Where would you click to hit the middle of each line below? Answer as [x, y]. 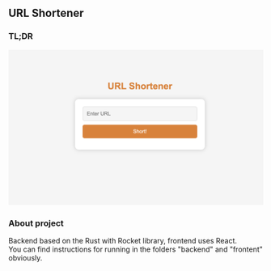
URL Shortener [46, 13]
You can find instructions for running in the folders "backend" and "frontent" [135, 249]
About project [36, 223]
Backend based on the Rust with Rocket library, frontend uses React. [123, 241]
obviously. [25, 258]
